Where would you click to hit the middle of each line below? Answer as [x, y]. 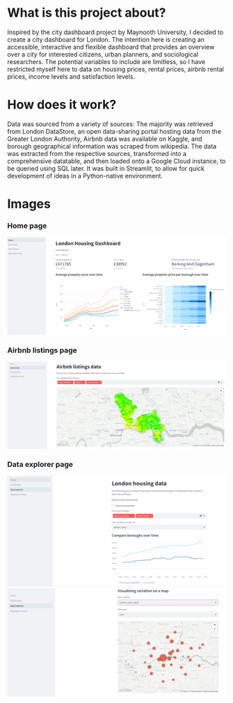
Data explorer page [40, 465]
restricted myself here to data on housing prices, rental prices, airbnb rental [115, 69]
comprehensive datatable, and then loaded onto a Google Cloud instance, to [116, 161]
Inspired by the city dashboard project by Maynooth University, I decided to [115, 32]
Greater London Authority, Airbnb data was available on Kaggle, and [105, 139]
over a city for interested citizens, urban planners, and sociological [103, 54]
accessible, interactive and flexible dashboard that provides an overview [111, 47]
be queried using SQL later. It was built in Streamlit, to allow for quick [106, 168]
